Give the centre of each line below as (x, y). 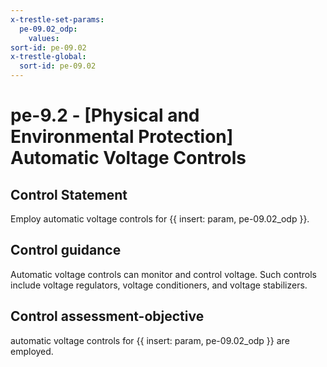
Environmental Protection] (122, 137)
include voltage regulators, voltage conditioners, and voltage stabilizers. (159, 285)
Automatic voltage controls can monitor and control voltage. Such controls (163, 274)
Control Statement (69, 194)
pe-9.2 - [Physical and (105, 115)
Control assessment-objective (107, 316)
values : (44, 38)
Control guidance (66, 250)
